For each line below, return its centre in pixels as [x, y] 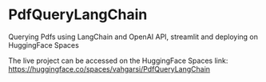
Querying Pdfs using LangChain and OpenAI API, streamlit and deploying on [133, 37]
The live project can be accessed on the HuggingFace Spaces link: [118, 61]
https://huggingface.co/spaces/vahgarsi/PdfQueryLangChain [109, 68]
